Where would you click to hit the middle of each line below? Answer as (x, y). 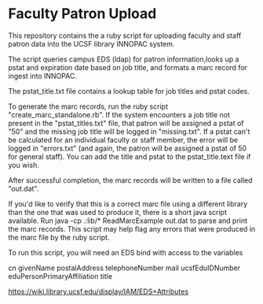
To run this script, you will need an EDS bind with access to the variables (126, 252)
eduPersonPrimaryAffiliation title (60, 276)
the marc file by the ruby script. (59, 237)
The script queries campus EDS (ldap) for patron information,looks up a (124, 59)
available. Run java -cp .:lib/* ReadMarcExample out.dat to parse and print (128, 221)
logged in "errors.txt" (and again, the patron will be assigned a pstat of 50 (128, 148)
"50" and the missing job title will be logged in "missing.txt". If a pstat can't (129, 132)
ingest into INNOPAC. (42, 76)
